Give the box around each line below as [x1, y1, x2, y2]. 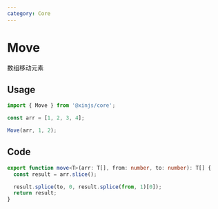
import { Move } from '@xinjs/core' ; [7, 102, 116, 109]
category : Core [7, 10, 51, 17]
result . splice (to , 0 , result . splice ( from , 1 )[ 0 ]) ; [13, 183, 162, 190]
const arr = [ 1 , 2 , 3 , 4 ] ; [7, 115, 85, 121]
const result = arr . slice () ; [13, 170, 97, 178]
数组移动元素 [7, 63, 43, 72]
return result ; [13, 190, 57, 197]
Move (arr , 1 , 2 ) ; [7, 127, 57, 135]
